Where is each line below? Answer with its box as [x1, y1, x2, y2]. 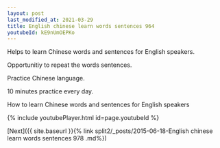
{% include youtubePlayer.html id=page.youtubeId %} [7, 114, 160, 122]
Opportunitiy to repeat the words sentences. [7, 61, 132, 69]
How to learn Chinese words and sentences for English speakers [7, 100, 190, 109]
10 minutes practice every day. [7, 87, 94, 95]
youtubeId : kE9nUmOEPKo [7, 29, 75, 36]
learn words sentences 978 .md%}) [7, 134, 108, 143]
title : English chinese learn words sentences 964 [7, 23, 155, 29]
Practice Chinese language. [7, 74, 85, 83]
